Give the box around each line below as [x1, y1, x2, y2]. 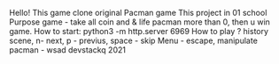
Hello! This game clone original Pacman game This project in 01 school [9, 8, 267, 18]
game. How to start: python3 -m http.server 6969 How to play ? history [9, 26, 268, 36]
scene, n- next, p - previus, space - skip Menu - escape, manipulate [9, 35, 259, 46]
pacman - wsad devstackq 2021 [9, 45, 127, 55]
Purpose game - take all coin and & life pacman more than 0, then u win [9, 17, 270, 27]
